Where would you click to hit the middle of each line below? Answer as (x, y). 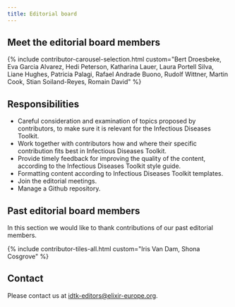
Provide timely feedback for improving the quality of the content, (112, 159)
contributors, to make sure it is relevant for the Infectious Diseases (114, 128)
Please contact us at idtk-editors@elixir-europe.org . (83, 295)
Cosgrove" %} (28, 257)
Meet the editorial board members (84, 43)
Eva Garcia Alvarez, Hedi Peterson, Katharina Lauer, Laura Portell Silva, (110, 67)
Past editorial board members (74, 211)
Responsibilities (43, 104)
